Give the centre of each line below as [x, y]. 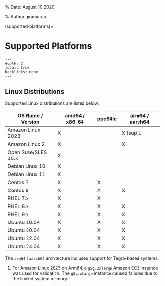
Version [30, 122]
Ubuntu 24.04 [24, 246]
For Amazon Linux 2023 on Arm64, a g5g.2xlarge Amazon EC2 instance [85, 268]
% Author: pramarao [26, 16]
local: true [17, 68]
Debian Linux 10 [27, 166]
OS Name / [30, 115]
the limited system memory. [40, 278]
